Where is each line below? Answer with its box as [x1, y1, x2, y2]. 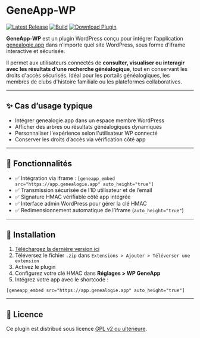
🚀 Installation [6, 230, 56, 240]
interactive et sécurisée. [6, 47, 65, 54]
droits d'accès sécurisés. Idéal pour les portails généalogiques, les [6, 72, 170, 79]
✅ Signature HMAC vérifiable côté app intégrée [14, 193, 131, 200]
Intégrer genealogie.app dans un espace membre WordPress [14, 117, 165, 124]
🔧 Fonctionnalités [6, 159, 73, 169]
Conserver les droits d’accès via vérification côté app [14, 135, 146, 143]
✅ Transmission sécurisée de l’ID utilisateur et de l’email [14, 186, 152, 194]
